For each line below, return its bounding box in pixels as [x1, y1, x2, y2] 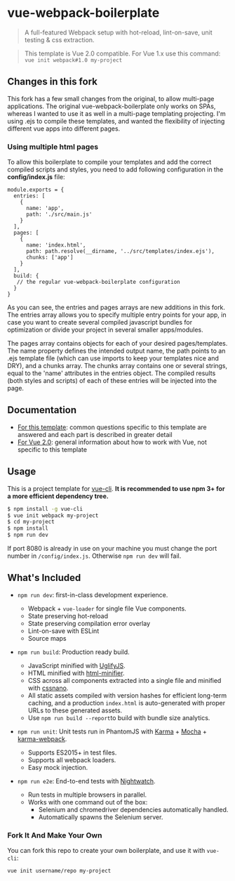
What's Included [7, 572, 81, 584]
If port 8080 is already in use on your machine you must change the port [7, 544, 217, 553]
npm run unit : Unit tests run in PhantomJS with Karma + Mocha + [17, 727, 207, 736]
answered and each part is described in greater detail [17, 430, 173, 438]
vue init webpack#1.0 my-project [24, 56, 123, 64]
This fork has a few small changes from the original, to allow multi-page [7, 94, 215, 103]
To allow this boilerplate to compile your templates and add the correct [7, 158, 212, 167]
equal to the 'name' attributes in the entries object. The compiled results [7, 369, 216, 377]
